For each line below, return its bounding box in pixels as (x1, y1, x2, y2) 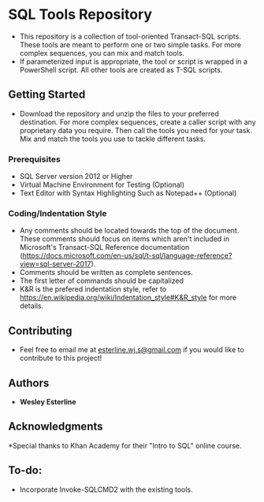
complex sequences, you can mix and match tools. (19, 48, 185, 58)
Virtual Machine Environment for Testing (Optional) (19, 180, 185, 190)
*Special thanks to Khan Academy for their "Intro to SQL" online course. (8, 441, 242, 450)
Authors (8, 376, 50, 389)
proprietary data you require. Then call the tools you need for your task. (19, 125, 252, 135)
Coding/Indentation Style (8, 207, 107, 218)
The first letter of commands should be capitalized (19, 276, 184, 285)
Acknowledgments (8, 420, 104, 433)
